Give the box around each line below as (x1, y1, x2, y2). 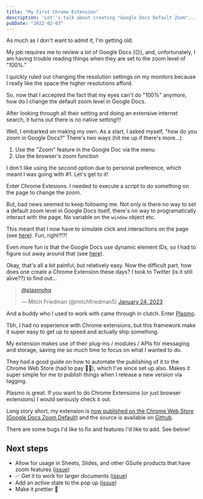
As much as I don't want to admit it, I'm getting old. (6, 37, 133, 44)
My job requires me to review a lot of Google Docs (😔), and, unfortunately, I (6, 49, 196, 56)
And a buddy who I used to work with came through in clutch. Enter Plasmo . (6, 310, 196, 317)
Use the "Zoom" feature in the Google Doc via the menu (15, 146, 155, 154)
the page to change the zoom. (6, 189, 82, 196)
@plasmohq (21, 287, 52, 294)
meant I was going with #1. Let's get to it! (6, 171, 109, 178)
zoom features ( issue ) (15, 466, 70, 474)
